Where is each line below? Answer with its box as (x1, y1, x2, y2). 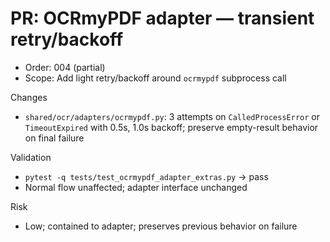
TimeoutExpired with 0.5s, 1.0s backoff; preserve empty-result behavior (24, 121, 319, 133)
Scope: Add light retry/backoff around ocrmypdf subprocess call (24, 72, 287, 84)
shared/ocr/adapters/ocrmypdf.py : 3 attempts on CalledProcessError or (24, 110, 320, 122)
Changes (10, 91, 48, 103)
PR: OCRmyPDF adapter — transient (10, 7, 315, 30)
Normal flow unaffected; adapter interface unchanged (24, 181, 248, 193)
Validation (10, 151, 52, 163)
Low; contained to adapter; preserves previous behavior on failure (24, 220, 298, 232)
